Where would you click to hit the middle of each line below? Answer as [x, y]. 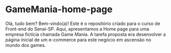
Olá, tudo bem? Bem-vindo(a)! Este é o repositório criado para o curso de [83, 23]
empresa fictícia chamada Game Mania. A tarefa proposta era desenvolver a [86, 34]
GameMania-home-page [59, 9]
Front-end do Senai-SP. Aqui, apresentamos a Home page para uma [77, 29]
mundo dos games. [26, 45]
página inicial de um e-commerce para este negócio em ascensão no [78, 40]
